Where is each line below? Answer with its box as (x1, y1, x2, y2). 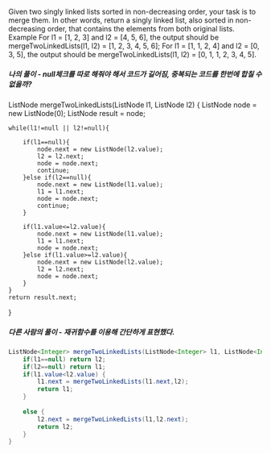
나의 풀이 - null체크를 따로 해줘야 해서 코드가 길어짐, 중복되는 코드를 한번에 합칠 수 (8, 69, 262, 79)
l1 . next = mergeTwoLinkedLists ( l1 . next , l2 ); (37, 378, 189, 386)
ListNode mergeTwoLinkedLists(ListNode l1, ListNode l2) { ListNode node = (8, 100, 257, 110)
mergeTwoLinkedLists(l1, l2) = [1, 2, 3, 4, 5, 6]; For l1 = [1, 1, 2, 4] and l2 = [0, (8, 41, 260, 51)
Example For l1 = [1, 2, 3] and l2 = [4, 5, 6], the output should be (8, 32, 220, 42)
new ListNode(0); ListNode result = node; (8, 108, 146, 118)
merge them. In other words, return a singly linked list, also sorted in (8, 15, 234, 25)
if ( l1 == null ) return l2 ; (23, 355, 106, 364)
